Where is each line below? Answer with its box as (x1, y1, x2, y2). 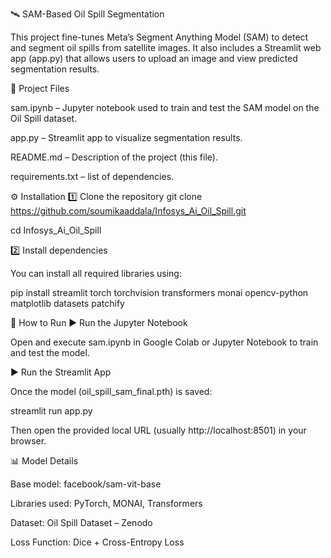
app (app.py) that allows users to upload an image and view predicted (10, 53, 298, 64)
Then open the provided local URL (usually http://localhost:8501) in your (10, 424, 307, 436)
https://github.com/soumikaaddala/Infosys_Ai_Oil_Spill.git (10, 205, 247, 217)
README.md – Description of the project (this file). (10, 151, 218, 163)
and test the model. (10, 347, 90, 358)
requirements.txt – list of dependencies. (10, 171, 175, 182)
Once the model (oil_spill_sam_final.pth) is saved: (10, 386, 213, 397)
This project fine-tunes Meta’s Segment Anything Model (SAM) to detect (10, 31, 309, 43)
